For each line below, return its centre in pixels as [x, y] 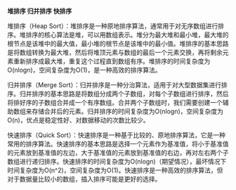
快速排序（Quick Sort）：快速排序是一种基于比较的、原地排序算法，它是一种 [117, 135]
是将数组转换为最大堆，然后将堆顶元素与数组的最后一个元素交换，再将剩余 [115, 52]
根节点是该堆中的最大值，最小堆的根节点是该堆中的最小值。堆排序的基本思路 [118, 44]
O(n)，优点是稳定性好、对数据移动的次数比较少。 [78, 120]
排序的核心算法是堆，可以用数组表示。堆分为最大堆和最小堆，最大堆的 [127, 35]
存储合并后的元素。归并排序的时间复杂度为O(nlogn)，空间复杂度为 [127, 111]
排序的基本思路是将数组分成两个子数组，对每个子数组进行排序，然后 [130, 94]
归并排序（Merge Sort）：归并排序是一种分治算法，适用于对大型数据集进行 [114, 85]
